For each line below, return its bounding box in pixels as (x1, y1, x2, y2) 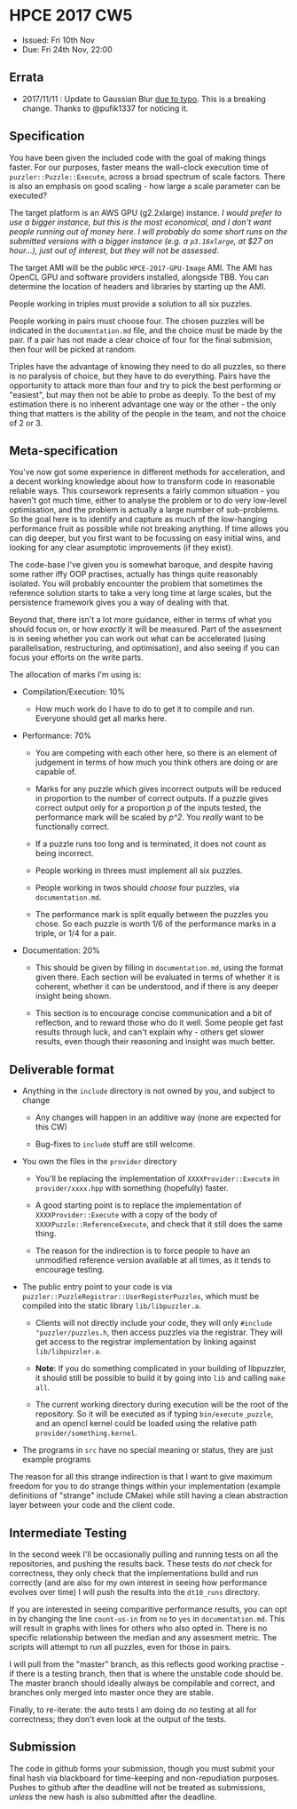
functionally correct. (35, 821, 110, 832)
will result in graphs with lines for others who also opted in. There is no (9, 1623, 268, 1633)
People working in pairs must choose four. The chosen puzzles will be (9, 315, 265, 326)
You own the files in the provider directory (21, 1156, 177, 1167)
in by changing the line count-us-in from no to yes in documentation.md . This (9, 1614, 285, 1623)
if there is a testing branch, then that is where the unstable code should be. (9, 1669, 284, 1678)
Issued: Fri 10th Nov (21, 35, 95, 45)
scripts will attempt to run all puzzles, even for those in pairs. (9, 1642, 232, 1652)
